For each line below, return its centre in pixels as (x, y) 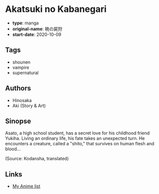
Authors (18, 88)
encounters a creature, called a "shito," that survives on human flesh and (80, 144)
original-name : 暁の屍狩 (37, 29)
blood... (13, 149)
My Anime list (26, 186)
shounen (21, 62)
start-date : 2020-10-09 (37, 34)
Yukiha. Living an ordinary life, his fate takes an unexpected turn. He (75, 138)
